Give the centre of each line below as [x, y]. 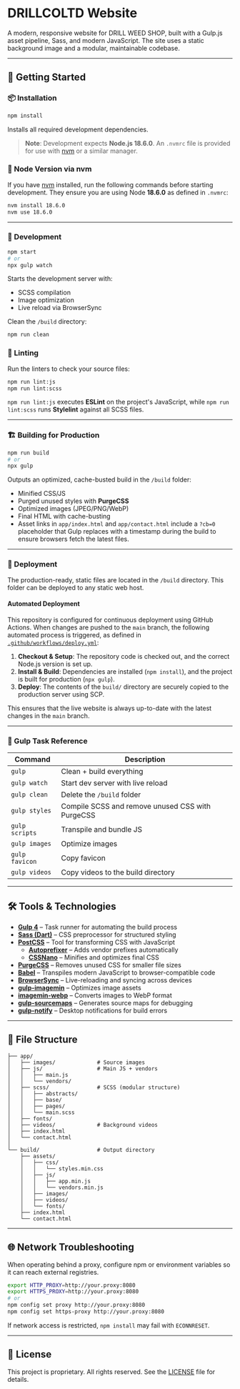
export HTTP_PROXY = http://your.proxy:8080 [71, 1285]
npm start [22, 252]
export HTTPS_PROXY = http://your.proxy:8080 [73, 1292]
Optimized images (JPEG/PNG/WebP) [73, 509]
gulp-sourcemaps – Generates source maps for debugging [105, 1002]
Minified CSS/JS [42, 494]
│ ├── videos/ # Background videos [83, 1125]
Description [145, 760]
